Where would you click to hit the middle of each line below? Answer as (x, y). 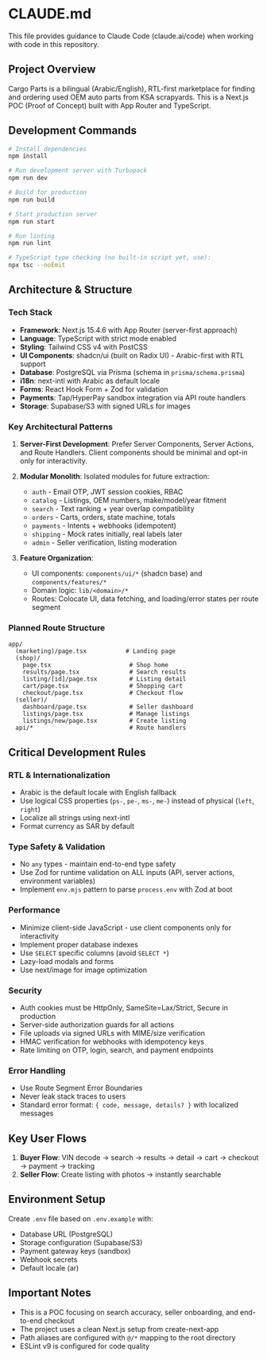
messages (37, 1113)
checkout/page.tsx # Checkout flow (103, 693)
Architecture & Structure (70, 290)
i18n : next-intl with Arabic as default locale (90, 381)
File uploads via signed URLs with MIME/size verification (112, 1033)
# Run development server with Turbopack (78, 171)
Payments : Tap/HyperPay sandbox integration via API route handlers (133, 397)
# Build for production (48, 193)
